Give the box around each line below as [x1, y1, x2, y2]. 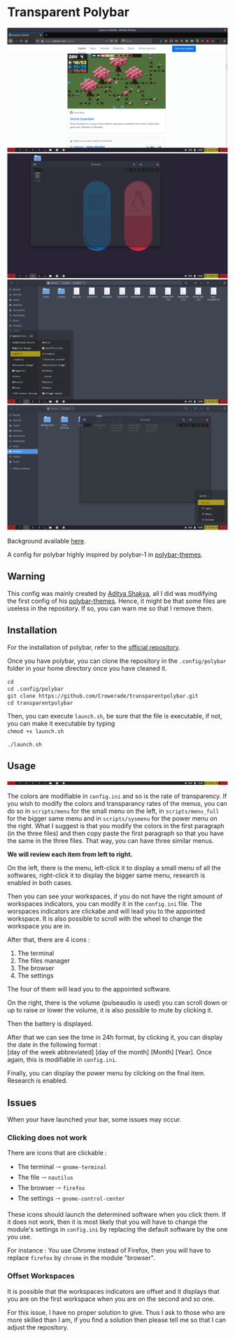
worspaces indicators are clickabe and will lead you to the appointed [7, 907, 205, 916]
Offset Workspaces [7, 1271, 75, 1281]
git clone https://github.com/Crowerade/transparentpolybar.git [7, 692, 199, 699]
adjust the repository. [7, 1323, 69, 1331]
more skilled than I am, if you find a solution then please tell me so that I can [7, 1316, 226, 1324]
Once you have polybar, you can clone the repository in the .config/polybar [7, 656, 227, 665]
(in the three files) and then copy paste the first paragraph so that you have [7, 829, 225, 837]
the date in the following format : [7, 1040, 101, 1049]
